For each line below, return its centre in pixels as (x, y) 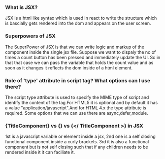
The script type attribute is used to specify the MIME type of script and (77, 97)
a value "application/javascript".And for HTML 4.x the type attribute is (76, 108)
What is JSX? (21, 7)
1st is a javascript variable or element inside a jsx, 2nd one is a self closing (81, 136)
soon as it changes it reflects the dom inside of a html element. (69, 67)
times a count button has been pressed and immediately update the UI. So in (83, 57)
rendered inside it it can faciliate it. (40, 152)
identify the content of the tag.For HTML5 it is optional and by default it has (82, 102)
